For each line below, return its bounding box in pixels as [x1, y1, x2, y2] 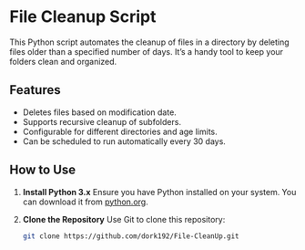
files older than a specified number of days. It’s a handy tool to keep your [9, 46, 284, 57]
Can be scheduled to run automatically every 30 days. [22, 135, 226, 147]
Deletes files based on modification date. [22, 107, 178, 118]
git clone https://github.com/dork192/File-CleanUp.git [22, 231, 239, 241]
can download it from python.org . [22, 196, 148, 207]
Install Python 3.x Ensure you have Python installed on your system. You [22, 186, 297, 197]
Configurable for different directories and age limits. [22, 126, 218, 137]
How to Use [9, 162, 76, 178]
